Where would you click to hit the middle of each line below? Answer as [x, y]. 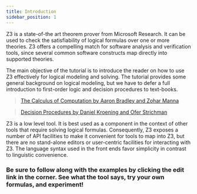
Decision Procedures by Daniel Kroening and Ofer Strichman [94, 112]
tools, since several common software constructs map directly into [87, 52]
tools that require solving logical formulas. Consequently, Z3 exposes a [92, 130]
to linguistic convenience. [37, 154]
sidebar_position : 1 [31, 17]
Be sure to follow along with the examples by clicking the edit [95, 170]
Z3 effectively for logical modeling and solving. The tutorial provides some [96, 77]
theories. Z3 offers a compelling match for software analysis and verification [98, 46]
